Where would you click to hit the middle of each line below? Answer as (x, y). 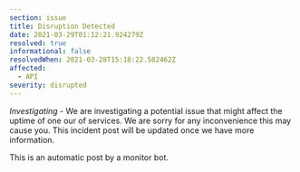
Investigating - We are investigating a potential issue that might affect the (146, 110)
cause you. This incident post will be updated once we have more (132, 130)
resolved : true (38, 43)
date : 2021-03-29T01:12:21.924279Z (77, 34)
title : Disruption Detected (63, 26)
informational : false (50, 52)
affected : (28, 69)
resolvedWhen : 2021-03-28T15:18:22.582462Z (93, 60)
